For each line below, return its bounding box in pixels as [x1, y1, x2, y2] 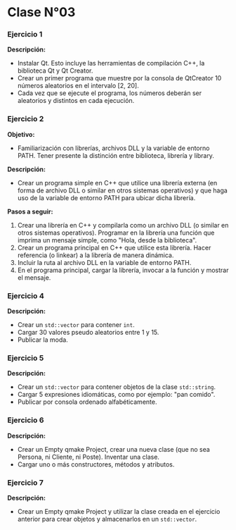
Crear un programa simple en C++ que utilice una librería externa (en [17, 178, 218, 187]
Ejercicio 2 [7, 114, 44, 124]
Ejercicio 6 [7, 415, 44, 425]
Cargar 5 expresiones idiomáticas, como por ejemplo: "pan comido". [17, 390, 216, 399]
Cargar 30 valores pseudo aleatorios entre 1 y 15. [17, 328, 159, 337]
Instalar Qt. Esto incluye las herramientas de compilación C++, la [17, 59, 205, 68]
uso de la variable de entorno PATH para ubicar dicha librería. [17, 193, 196, 202]
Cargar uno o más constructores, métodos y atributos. [17, 460, 175, 469]
